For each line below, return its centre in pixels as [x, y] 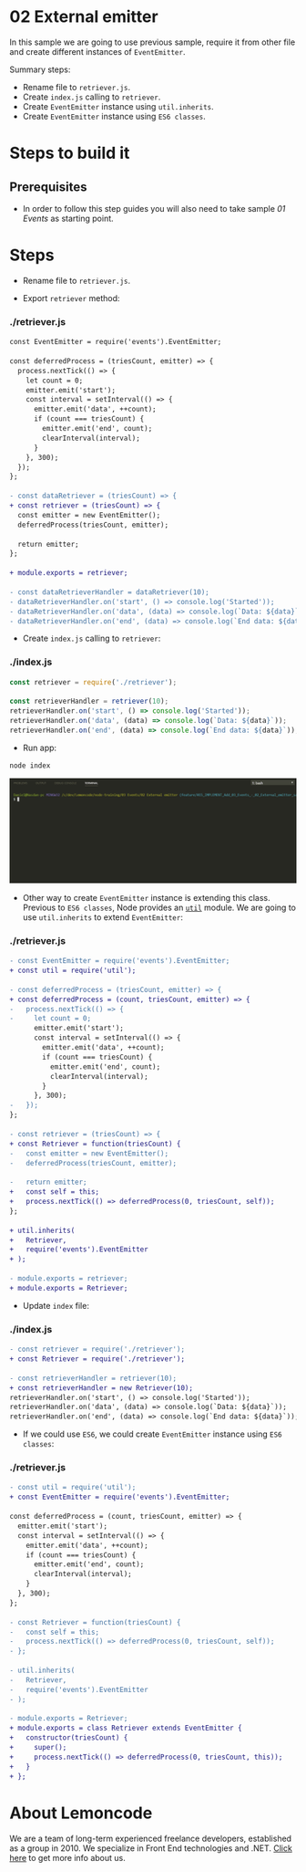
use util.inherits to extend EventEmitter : [103, 917]
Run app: [40, 748]
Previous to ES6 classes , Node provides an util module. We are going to [159, 907]
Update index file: [56, 1305]
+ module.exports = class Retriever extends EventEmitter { [126, 1728]
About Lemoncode [81, 1813]
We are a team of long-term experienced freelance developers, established [151, 1838]
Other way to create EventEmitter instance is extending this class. [146, 897]
